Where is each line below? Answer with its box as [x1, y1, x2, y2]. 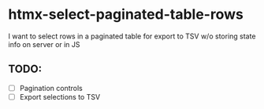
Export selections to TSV [19, 92, 101, 101]
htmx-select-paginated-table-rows [8, 5, 244, 24]
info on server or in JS [8, 39, 80, 49]
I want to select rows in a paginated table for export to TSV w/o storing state [8, 31, 256, 41]
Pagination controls [19, 83, 83, 93]
